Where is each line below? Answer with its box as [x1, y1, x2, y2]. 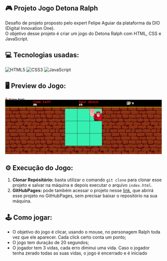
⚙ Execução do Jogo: [5, 164, 74, 172]
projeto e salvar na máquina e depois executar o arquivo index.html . [12, 182, 153, 188]
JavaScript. [5, 35, 29, 41]
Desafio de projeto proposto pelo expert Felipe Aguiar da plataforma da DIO [5, 19, 160, 26]
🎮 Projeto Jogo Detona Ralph [5, 4, 98, 12]
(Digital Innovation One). [5, 25, 55, 31]
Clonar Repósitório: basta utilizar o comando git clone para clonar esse [12, 177, 162, 183]
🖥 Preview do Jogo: [5, 82, 66, 90]
